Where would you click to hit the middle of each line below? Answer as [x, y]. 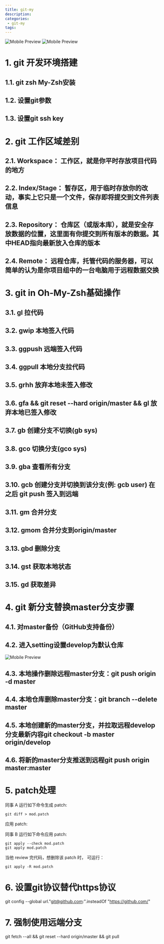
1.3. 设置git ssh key [34, 118]
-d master [20, 682]
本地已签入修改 [34, 412]
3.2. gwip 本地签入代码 [40, 331]
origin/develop [28, 742]
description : [18, 14]
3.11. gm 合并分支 [31, 512]
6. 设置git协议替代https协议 [61, 888]
